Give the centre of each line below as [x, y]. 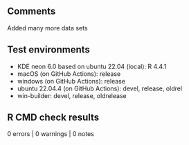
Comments [31, 11]
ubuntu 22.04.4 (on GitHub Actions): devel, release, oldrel [99, 88]
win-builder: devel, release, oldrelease [72, 95]
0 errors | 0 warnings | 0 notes [51, 134]
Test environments [48, 50]
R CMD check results [53, 118]
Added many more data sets [47, 28]
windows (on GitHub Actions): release [71, 81]
